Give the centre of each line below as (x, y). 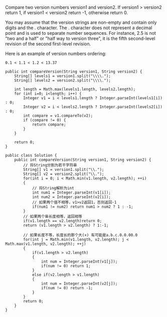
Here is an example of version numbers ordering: (56, 53)
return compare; (49, 124)
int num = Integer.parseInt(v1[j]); (79, 262)
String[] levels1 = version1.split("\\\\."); (63, 76)
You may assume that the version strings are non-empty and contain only (81, 22)
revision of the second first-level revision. (48, 44)
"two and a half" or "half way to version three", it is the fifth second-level (80, 38)
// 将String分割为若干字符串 (50, 165)
